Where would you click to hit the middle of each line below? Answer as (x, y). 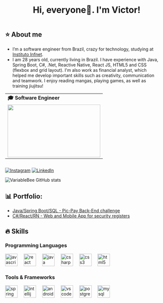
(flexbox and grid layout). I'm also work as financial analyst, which (79, 70)
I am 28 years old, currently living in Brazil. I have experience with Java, (85, 59)
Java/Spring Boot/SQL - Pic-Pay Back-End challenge (66, 210)
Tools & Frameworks (30, 277)
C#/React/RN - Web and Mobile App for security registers (71, 216)
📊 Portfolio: (24, 196)
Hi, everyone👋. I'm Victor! (87, 10)
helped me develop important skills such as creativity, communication (83, 75)
